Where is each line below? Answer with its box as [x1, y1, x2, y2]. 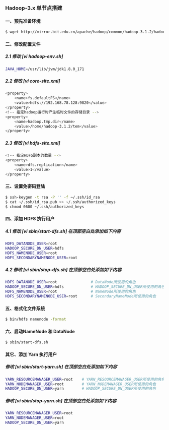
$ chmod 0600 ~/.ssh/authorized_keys [5, 204, 84, 209]
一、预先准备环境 [5, 18, 41, 24]
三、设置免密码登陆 [5, 183, 45, 190]
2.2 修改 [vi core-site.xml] [5, 78, 60, 84]
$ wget [5, 29, 19, 35]
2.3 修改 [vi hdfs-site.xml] [5, 140, 60, 146]
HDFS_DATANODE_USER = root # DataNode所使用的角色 [5, 280, 136, 285]
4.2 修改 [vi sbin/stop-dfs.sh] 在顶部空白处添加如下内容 [5, 267, 122, 273]
